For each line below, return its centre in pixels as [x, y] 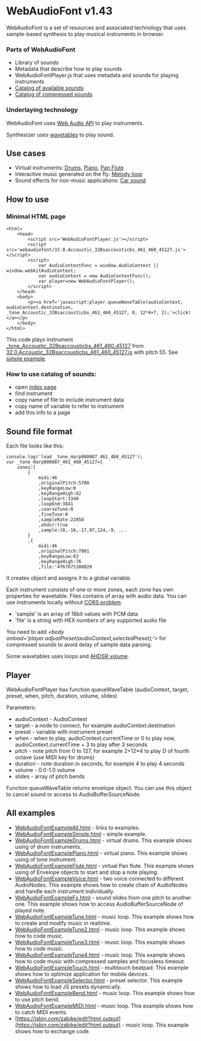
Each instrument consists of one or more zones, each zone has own [90, 590]
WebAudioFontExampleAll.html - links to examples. [77, 827]
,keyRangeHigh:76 [60, 562]
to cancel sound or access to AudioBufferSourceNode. [74, 794]
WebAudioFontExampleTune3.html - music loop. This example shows [100, 942]
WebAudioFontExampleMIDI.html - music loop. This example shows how [104, 1006]
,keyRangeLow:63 [58, 556]
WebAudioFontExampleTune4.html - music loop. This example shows [100, 955]
